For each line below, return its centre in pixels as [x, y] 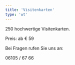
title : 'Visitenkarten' [30, 10]
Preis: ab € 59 [19, 38]
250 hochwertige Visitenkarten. [37, 28]
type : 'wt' [16, 14]
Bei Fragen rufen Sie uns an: [34, 48]
